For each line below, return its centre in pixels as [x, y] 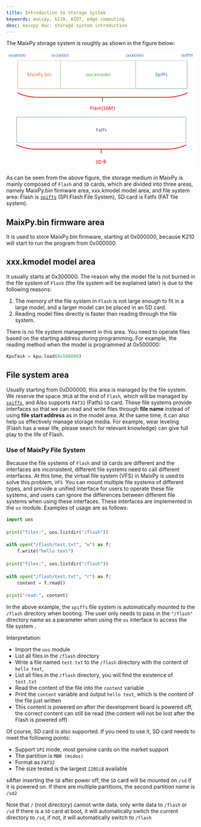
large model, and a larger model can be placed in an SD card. [91, 307]
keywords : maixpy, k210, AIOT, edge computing [65, 19]
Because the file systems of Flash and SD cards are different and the [91, 463]
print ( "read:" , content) [37, 595]
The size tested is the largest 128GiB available [71, 769]
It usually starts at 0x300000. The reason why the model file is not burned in [101, 276]
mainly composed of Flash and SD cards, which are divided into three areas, [100, 184]
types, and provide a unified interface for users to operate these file [90, 488]
